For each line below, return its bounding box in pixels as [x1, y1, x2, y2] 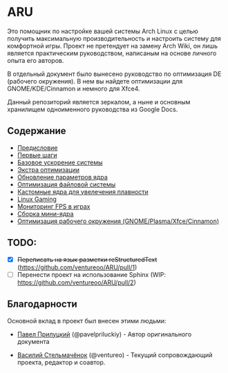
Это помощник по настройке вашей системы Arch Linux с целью [7, 27, 199, 35]
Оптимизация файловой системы [17, 180, 116, 189]
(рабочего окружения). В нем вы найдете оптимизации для [7, 77, 183, 85]
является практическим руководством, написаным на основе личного [7, 49, 217, 57]
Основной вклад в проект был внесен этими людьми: [7, 316, 167, 325]
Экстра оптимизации [17, 165, 79, 173]
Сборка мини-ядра [17, 209, 74, 218]
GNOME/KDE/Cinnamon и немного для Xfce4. [7, 84, 140, 93]
